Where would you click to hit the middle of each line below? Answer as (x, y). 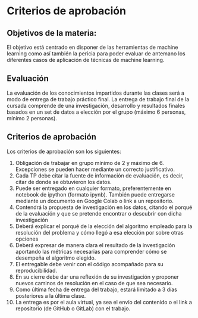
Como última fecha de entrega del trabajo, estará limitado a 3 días (96, 289)
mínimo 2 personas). (32, 118)
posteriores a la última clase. (51, 295)
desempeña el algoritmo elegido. (56, 258)
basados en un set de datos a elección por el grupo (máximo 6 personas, (96, 112)
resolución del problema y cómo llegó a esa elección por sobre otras (99, 232)
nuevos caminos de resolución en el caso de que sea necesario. (94, 283)
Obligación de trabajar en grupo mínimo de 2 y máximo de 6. (89, 163)
